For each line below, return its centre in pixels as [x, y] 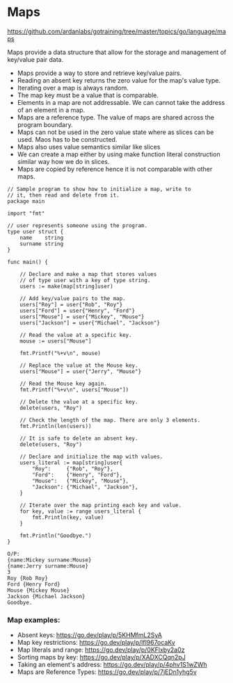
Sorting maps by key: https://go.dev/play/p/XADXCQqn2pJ [101, 657]
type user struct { [35, 231]
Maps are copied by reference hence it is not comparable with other [115, 169]
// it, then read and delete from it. [63, 195]
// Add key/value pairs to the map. [73, 298]
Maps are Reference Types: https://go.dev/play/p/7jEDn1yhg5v [107, 672]
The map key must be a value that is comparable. [88, 95]
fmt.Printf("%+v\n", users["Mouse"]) [74, 390]
